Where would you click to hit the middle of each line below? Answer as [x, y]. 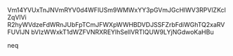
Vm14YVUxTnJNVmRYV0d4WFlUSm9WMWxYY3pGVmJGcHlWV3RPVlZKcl [116, 10]
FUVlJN [19, 32]
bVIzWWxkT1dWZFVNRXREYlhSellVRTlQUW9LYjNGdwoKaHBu [122, 32]
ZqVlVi [17, 17]
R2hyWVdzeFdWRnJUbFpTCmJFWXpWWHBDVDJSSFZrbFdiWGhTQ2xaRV [116, 25]
